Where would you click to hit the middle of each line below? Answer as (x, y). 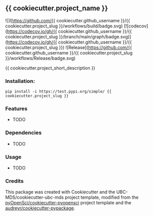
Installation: (20, 81)
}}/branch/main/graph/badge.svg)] (95, 36)
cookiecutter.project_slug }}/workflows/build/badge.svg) (64, 26)
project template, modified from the (102, 197)
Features (16, 109)
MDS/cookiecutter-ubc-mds (35, 197)
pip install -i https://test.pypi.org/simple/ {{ (59, 92)
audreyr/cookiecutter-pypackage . (40, 208)
